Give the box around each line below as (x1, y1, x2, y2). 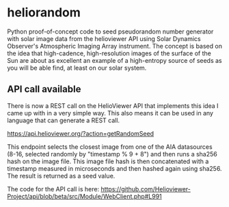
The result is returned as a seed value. (7, 171, 116, 180)
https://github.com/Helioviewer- (100, 184, 191, 193)
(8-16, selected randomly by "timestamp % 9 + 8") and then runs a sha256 (7, 150, 217, 158)
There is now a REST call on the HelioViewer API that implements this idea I (7, 101, 219, 110)
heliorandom (7, 5, 81, 20)
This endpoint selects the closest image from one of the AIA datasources (7, 142, 213, 151)
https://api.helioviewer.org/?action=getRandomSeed (7, 129, 154, 137)
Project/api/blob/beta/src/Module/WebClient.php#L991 (7, 192, 162, 200)
